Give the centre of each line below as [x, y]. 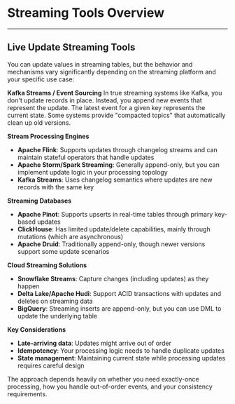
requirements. [27, 393]
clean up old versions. [39, 122]
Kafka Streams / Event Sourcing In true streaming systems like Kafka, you [115, 93]
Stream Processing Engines [48, 136]
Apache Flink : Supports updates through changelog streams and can [117, 149]
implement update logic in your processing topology [92, 172]
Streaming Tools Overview [86, 13]
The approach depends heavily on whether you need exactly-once [103, 379]
